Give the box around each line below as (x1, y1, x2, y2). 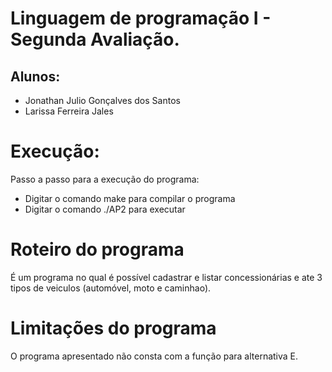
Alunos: (10, 68, 61, 85)
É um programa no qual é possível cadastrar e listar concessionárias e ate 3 (10, 271, 323, 283)
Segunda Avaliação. (10, 28, 180, 51)
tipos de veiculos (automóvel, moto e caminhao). (10, 282, 212, 294)
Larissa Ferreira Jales (24, 105, 114, 117)
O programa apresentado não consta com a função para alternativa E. (10, 350, 299, 362)
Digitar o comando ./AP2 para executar (24, 203, 186, 215)
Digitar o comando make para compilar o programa (24, 192, 236, 204)
